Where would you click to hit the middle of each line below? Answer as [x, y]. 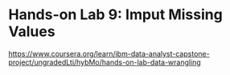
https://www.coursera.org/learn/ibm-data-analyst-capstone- [109, 53]
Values [32, 32]
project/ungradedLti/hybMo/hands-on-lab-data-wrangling [105, 62]
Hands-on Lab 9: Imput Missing [115, 15]
